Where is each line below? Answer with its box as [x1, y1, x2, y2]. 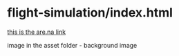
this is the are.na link [7, 28, 66, 36]
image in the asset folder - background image [7, 41, 138, 49]
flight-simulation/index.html [7, 5, 173, 21]
